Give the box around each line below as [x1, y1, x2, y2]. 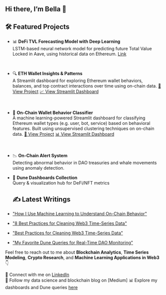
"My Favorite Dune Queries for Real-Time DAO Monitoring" [12, 240, 134, 246]
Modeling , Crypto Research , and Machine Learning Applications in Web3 [5, 255, 160, 261]
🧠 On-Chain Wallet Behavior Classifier [12, 110, 93, 116]
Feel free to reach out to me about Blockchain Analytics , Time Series [5, 249, 149, 255]
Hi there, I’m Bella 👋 [5, 5, 67, 13]
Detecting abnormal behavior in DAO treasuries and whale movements [12, 160, 157, 166]
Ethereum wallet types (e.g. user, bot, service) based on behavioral [12, 120, 151, 126]
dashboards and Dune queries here [5, 285, 78, 291]
